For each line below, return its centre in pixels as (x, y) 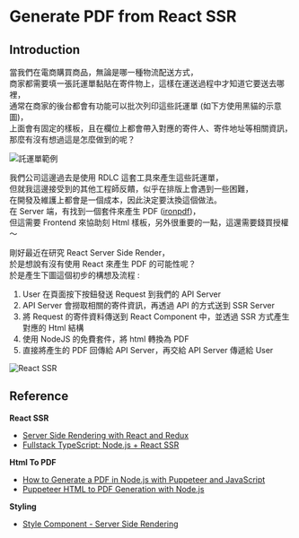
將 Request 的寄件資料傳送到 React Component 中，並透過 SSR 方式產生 (156, 317)
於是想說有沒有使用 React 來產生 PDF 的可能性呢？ (103, 264)
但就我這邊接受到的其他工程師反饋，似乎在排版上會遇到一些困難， (131, 189)
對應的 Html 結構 (53, 328)
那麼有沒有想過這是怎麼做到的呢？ (72, 139)
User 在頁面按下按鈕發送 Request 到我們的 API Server (122, 294)
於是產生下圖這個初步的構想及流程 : (75, 275)
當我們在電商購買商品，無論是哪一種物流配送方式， (104, 72)
